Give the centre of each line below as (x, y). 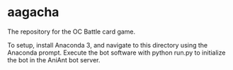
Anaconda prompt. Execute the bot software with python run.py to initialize (116, 52)
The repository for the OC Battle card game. (72, 31)
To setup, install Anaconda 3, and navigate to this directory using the (107, 45)
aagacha (33, 12)
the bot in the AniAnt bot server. (54, 59)
